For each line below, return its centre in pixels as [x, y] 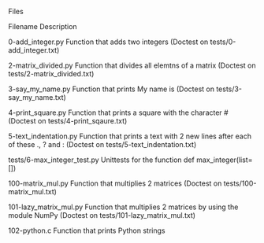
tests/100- [240, 183]
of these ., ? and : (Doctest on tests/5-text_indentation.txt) [102, 144]
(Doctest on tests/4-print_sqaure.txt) [68, 121]
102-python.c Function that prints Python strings [87, 230]
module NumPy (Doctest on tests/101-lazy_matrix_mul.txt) [102, 215]
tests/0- [223, 42]
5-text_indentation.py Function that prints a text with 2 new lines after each [130, 136]
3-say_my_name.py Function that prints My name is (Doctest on [112, 89]
